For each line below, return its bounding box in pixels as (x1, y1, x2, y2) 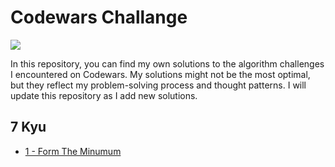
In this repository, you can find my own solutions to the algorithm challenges (10, 57, 325, 70)
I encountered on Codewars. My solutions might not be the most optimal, (10, 68, 311, 80)
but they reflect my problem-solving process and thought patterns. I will (10, 79, 307, 91)
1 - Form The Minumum (24, 145, 122, 157)
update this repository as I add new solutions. (10, 89, 198, 101)
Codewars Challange (10, 6, 188, 29)
